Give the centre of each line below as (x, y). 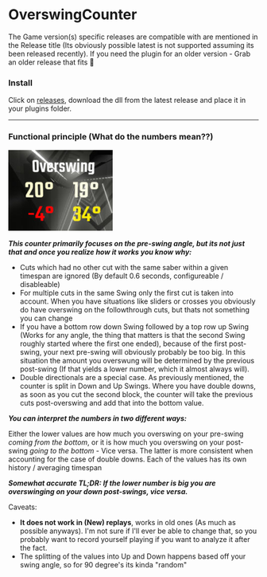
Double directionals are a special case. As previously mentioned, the (132, 377)
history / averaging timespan (55, 467)
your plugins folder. (40, 108)
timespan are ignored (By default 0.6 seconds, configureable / (122, 276)
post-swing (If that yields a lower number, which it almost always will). (135, 369)
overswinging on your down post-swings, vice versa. (98, 491)
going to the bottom (62, 450)
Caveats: (23, 507)
